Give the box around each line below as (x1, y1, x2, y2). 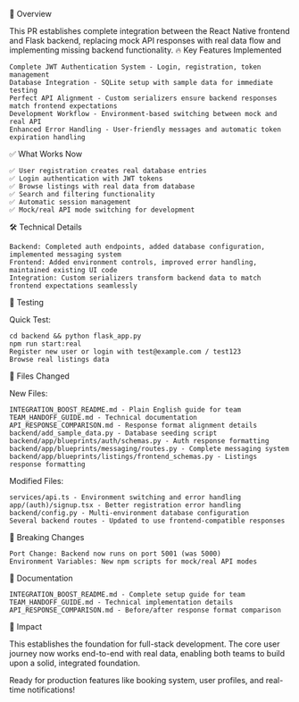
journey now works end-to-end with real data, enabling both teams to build (9, 648, 286, 658)
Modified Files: (9, 476, 64, 486)
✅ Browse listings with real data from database (9, 182, 195, 191)
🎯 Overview (9, 9, 52, 19)
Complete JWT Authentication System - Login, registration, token (9, 63, 262, 71)
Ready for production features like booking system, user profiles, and (9, 675, 264, 685)
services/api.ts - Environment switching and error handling (9, 493, 242, 502)
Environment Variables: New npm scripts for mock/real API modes (9, 557, 257, 566)
